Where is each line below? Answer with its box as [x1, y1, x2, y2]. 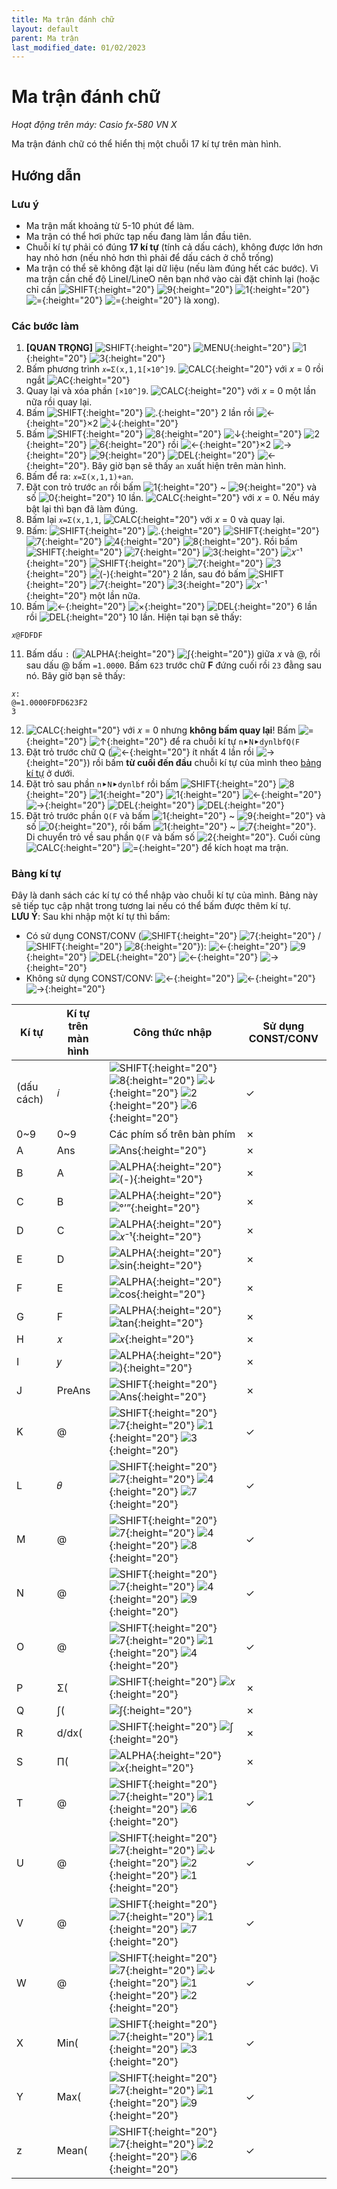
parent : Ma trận [11, 33, 79, 43]
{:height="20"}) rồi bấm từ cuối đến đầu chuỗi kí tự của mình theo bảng [25, 757, 322, 769]
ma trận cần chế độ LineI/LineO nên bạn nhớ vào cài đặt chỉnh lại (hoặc [25, 272, 321, 285]
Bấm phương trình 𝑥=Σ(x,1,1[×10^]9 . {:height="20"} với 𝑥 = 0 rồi [25, 363, 324, 375]
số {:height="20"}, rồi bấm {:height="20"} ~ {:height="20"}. [25, 821, 317, 833]
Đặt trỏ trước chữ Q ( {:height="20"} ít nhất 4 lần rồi [25, 746, 254, 758]
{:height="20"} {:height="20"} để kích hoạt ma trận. [59, 842, 289, 854]
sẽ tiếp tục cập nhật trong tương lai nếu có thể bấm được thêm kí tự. [11, 900, 291, 912]
